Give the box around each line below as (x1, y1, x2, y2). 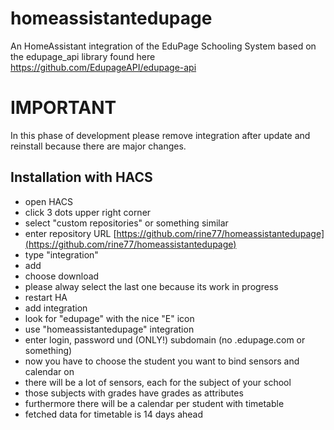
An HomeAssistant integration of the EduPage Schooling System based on (10, 40, 317, 52)
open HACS (24, 195, 73, 207)
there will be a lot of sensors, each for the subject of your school (24, 376, 292, 388)
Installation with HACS (10, 169, 153, 186)
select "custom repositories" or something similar (24, 217, 229, 229)
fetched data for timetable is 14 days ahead (24, 408, 204, 420)
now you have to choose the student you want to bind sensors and (24, 355, 300, 367)
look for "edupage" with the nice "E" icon (24, 312, 195, 324)
